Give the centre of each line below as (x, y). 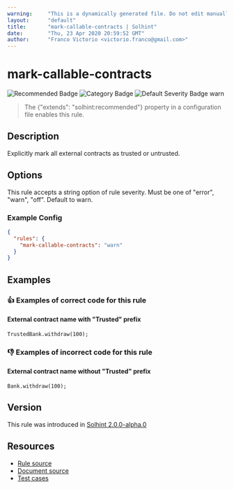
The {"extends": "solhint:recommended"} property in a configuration (123, 107)
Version (24, 408)
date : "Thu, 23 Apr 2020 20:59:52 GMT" (76, 33)
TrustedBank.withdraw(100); (48, 334)
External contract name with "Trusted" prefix (74, 319)
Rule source (34, 463)
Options (25, 175)
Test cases (33, 478)
